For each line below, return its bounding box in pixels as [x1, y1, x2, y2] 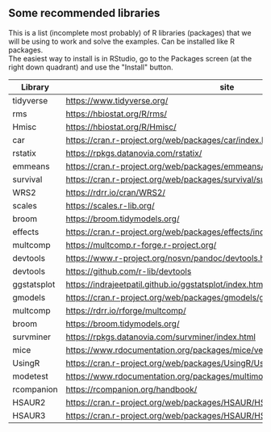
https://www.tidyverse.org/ [65, 94, 169, 106]
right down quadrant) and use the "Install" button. [8, 62, 173, 72]
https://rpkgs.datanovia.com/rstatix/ [65, 147, 202, 158]
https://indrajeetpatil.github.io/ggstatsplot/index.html [65, 279, 265, 290]
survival [12, 174, 43, 185]
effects [12, 226, 40, 237]
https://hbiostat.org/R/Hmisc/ [65, 121, 177, 132]
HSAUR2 [12, 396, 46, 408]
